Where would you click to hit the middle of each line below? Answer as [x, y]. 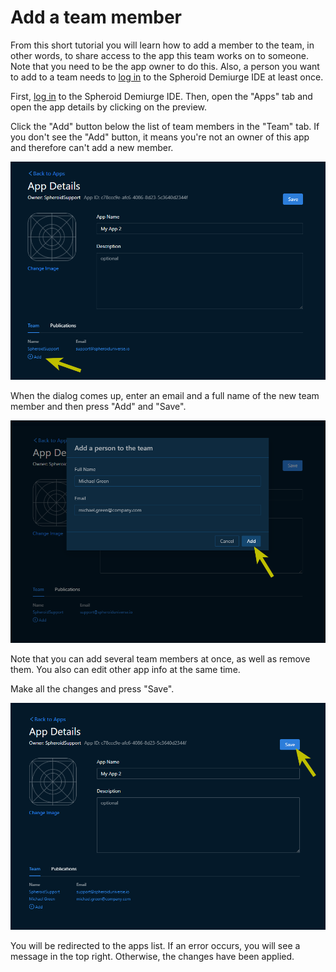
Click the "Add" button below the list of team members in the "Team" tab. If [165, 126]
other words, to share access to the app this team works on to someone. [159, 55]
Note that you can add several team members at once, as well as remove [160, 659]
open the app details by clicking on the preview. [109, 107]
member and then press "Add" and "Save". [98, 407]
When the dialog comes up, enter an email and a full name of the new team [165, 396]
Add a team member [96, 17]
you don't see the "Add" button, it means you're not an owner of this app [160, 137]
